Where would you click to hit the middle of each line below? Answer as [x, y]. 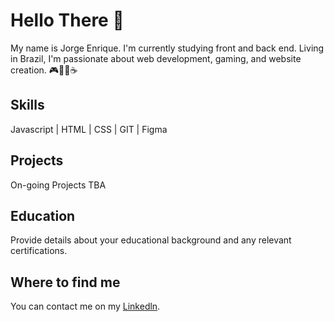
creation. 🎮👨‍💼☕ [44, 70]
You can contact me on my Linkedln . [85, 306]
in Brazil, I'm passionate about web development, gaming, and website [156, 58]
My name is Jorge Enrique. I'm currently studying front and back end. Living [167, 48]
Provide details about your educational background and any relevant [151, 240]
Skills [27, 105]
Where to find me [65, 282]
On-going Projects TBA [58, 185]
